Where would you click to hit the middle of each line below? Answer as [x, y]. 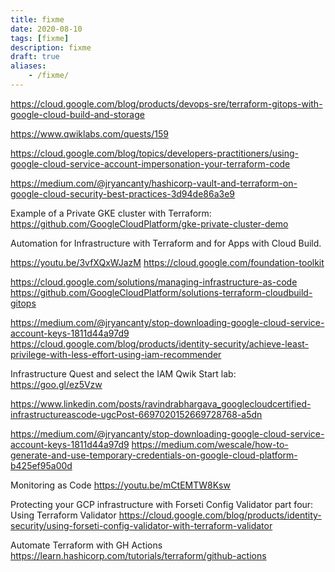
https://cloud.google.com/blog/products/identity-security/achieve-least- [160, 343]
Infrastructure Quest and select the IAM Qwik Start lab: [123, 373]
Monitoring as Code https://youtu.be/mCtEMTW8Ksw [120, 485]
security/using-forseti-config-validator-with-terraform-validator [141, 525]
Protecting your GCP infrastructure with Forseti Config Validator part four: [162, 504]
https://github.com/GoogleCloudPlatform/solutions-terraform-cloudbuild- [161, 292]
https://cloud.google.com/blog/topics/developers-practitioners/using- [155, 153]
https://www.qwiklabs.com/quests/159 [89, 133]
